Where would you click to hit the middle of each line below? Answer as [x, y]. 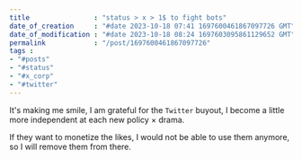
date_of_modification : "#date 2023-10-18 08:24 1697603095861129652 [142, 34]
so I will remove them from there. [71, 146]
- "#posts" [30, 59]
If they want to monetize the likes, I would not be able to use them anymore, [150, 137]
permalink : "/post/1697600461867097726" [110, 43]
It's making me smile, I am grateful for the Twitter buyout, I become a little [147, 110]
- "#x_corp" [31, 76]
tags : [22, 51]
